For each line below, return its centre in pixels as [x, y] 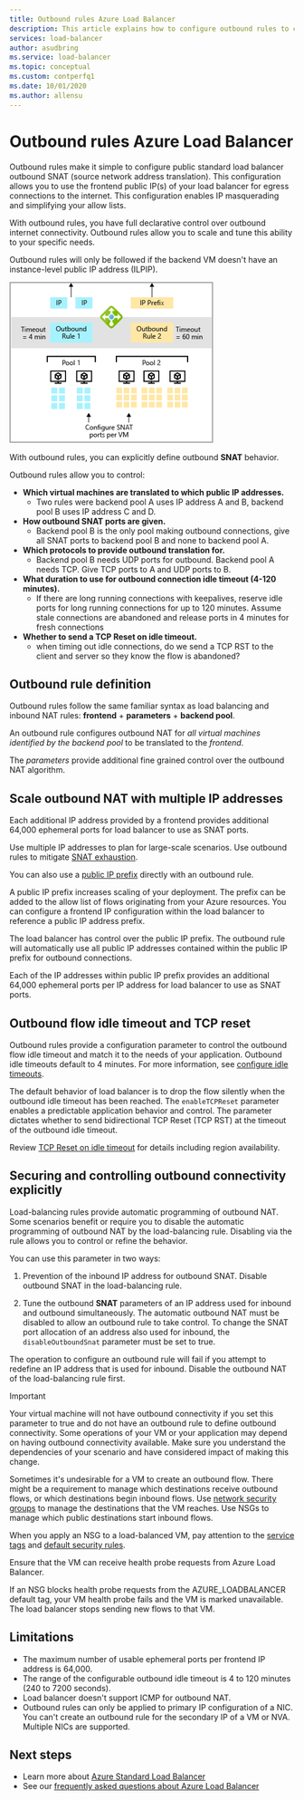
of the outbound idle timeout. [63, 1130]
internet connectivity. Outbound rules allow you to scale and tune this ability [151, 232]
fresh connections [70, 627]
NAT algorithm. [38, 770]
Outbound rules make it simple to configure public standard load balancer [147, 167]
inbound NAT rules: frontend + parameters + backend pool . [122, 716]
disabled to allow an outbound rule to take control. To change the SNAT [156, 1322]
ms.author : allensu [46, 95]
